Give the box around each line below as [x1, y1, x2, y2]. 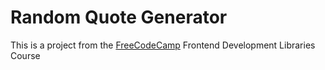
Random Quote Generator [10, 6, 228, 29]
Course [10, 49, 41, 61]
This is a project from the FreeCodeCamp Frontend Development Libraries [10, 39, 316, 51]
